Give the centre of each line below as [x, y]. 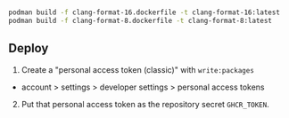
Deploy [29, 48]
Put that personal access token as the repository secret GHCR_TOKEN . [145, 104]
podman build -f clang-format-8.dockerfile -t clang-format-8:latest [140, 21]
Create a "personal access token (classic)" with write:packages [138, 69]
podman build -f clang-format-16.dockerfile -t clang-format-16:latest [144, 12]
